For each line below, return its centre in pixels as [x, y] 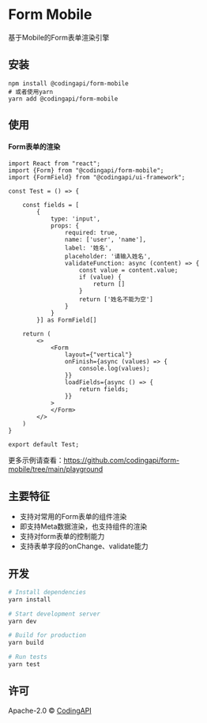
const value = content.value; [128, 270]
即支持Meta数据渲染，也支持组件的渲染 [83, 526]
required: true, [91, 233]
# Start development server [55, 614]
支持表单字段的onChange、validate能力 [84, 546]
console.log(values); [114, 369]
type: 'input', [75, 219]
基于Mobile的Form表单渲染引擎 [59, 37]
